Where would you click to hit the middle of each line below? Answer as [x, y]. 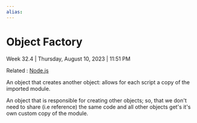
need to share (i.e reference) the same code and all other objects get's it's [99, 107]
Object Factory [44, 42]
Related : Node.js [27, 70]
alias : [15, 12]
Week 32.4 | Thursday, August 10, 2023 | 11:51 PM [69, 59]
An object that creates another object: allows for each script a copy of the [98, 82]
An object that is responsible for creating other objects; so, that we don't [97, 100]
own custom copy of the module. [47, 113]
